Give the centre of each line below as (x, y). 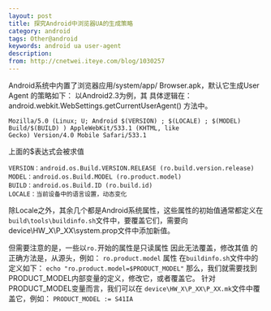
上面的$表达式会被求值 (46, 151)
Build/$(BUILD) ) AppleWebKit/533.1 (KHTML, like (94, 128)
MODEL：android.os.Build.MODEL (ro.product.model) (95, 177)
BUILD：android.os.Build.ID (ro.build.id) (80, 185)
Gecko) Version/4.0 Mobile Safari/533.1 (78, 135)
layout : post (30, 16)
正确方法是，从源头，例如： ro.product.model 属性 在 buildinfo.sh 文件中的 (133, 257)
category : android (39, 31)
